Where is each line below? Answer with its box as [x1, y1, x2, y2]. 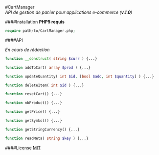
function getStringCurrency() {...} [5, 127, 80, 132]
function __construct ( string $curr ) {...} [5, 56, 97, 61]
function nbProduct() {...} [5, 101, 63, 105]
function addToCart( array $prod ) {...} [5, 65, 91, 70]
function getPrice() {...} [5, 109, 60, 114]
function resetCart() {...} [5, 92, 63, 97]
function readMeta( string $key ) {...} [5, 136, 89, 141]
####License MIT [5, 145, 41, 151]
